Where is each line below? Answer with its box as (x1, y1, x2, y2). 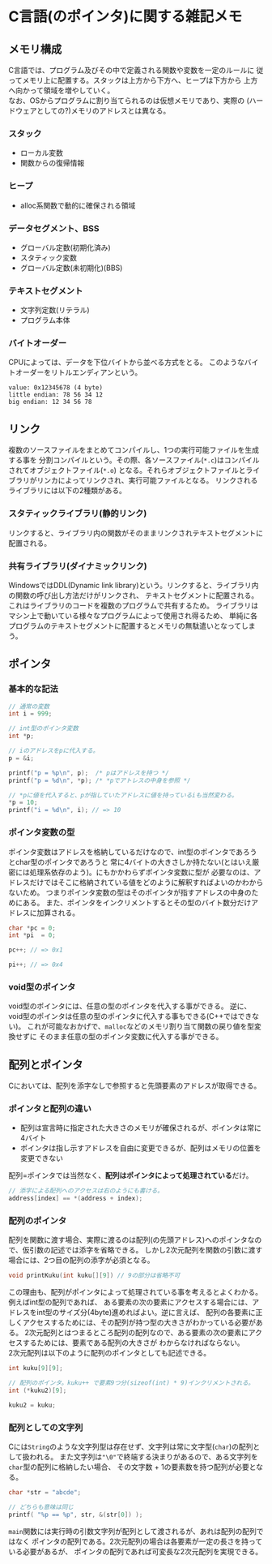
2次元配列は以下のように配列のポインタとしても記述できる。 (8, 1348, 211, 1358)
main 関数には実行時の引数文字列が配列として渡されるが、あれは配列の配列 (8, 1526, 257, 1536)
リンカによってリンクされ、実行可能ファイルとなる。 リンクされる (36, 475, 258, 485)
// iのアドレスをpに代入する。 (8, 747, 100, 755)
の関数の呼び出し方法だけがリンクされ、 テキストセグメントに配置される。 (8, 590, 259, 600)
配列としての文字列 (8, 1421, 83, 1433)
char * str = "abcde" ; (8, 1489, 82, 1497)
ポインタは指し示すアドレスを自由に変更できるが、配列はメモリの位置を (19, 1143, 261, 1153)
